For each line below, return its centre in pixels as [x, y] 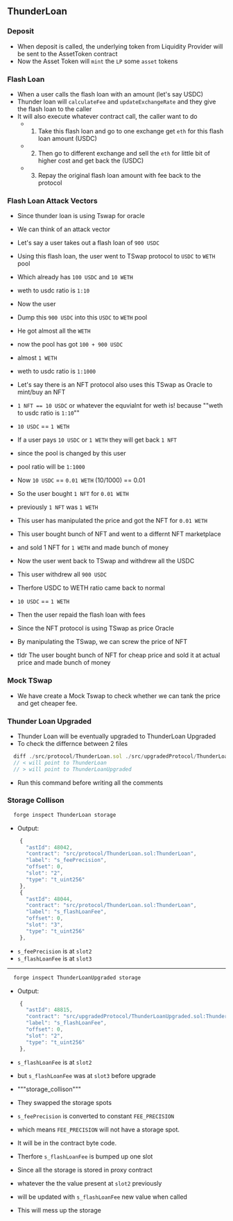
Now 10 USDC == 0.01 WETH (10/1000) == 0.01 [81, 480]
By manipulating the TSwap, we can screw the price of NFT [102, 642]
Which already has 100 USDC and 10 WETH [75, 277]
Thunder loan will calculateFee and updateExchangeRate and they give [116, 101]
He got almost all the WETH [54, 331]
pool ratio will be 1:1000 [51, 467]
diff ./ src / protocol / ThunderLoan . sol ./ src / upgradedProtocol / [105, 756]
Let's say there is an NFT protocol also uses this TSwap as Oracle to [115, 385]
